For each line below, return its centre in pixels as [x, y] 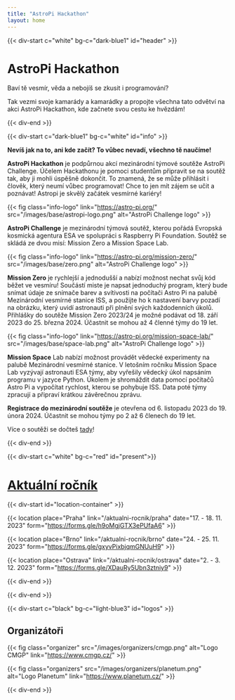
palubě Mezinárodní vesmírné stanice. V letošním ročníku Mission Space [112, 365]
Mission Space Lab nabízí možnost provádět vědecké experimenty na [109, 357]
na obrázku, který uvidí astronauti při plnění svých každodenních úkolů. [110, 308]
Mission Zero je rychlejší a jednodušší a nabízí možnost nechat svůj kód [112, 278]
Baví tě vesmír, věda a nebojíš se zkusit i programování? [88, 88]
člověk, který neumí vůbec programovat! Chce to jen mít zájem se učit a [111, 186]
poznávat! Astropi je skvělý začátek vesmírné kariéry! [85, 193]
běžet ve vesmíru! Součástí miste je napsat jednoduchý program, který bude [117, 285]
